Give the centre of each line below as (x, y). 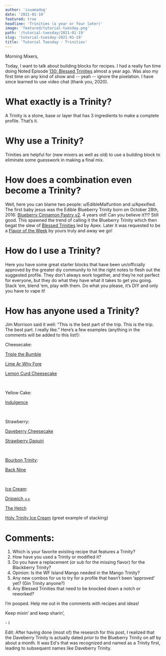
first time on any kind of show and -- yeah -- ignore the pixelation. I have (79, 76)
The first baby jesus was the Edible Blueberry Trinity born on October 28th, (82, 210)
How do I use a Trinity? (53, 251)
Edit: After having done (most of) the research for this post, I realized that (80, 632)
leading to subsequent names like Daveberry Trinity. (58, 648)
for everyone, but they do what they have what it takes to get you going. (79, 280)
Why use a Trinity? (45, 141)
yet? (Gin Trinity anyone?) (39, 583)
